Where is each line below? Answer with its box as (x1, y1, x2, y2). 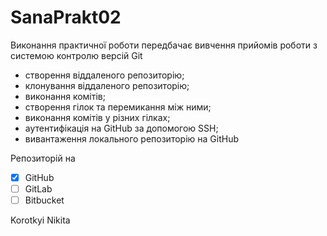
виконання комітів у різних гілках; (24, 111, 171, 123)
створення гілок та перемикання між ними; (24, 101, 212, 113)
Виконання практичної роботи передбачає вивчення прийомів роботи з (10, 39, 318, 51)
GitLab (24, 183, 53, 195)
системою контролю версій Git (10, 49, 143, 61)
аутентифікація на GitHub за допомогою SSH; (24, 122, 219, 134)
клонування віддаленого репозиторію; (24, 79, 190, 91)
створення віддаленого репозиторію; (24, 69, 185, 81)
